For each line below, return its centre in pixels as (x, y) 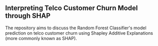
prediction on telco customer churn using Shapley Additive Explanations (79, 33)
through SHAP (28, 16)
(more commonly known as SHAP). (41, 38)
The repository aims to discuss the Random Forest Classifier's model (76, 28)
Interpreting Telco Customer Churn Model (72, 8)
